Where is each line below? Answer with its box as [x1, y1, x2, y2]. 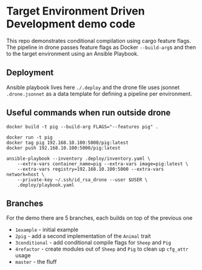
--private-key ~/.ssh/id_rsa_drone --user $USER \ [17, 177, 148, 183]
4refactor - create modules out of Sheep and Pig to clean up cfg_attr [15, 245, 189, 252]
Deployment [6, 68, 54, 78]
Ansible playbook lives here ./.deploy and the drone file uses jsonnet [6, 84, 180, 91]
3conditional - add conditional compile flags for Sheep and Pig [15, 239, 172, 246]
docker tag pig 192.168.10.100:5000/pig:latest [6, 139, 129, 146]
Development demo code [6, 17, 135, 31]
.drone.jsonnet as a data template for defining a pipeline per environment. [6, 90, 192, 97]
